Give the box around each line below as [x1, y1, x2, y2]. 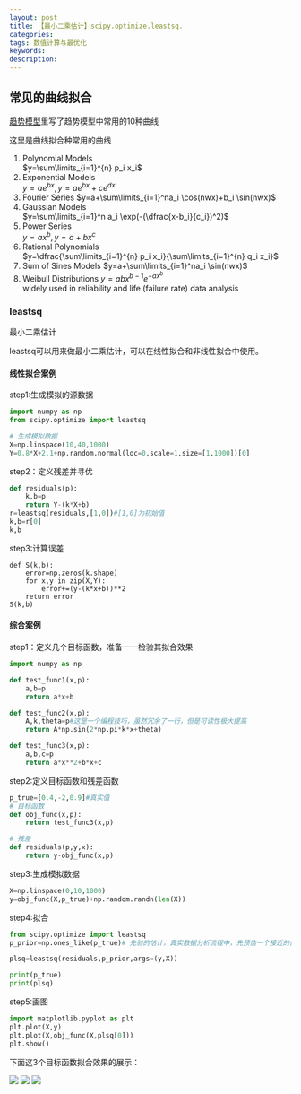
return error [25, 592, 74, 601]
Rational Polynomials [21, 241, 99, 252]
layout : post [9, 13, 58, 22]
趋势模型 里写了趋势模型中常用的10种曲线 [9, 116, 159, 126]
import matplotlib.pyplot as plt [9, 1014, 134, 1023]
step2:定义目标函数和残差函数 [9, 775, 119, 786]
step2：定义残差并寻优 [9, 465, 94, 476]
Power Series [21, 221, 72, 231]
